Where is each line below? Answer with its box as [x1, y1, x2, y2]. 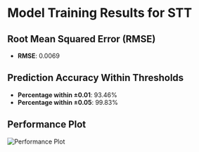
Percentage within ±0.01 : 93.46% [17, 90, 117, 99]
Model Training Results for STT [7, 5, 192, 21]
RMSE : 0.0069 [17, 51, 60, 60]
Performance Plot [7, 118, 86, 131]
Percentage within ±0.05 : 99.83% [17, 98, 118, 106]
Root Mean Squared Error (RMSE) [7, 33, 156, 45]
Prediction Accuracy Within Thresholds [7, 72, 184, 84]
